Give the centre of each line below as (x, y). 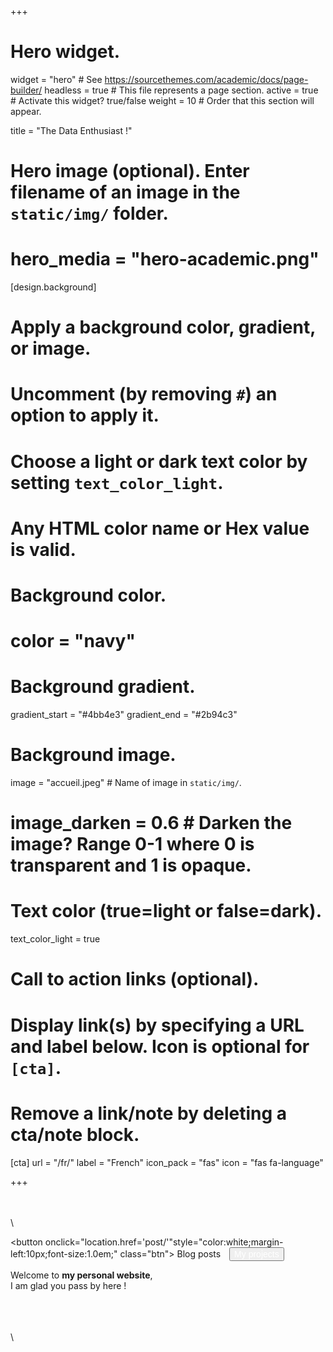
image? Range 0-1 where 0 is (132, 844)
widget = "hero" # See (56, 79)
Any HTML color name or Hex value (160, 528)
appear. (26, 111)
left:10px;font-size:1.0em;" (64, 1253)
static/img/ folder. (89, 213)
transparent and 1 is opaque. (131, 865)
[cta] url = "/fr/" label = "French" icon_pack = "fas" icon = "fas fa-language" (167, 1162)
